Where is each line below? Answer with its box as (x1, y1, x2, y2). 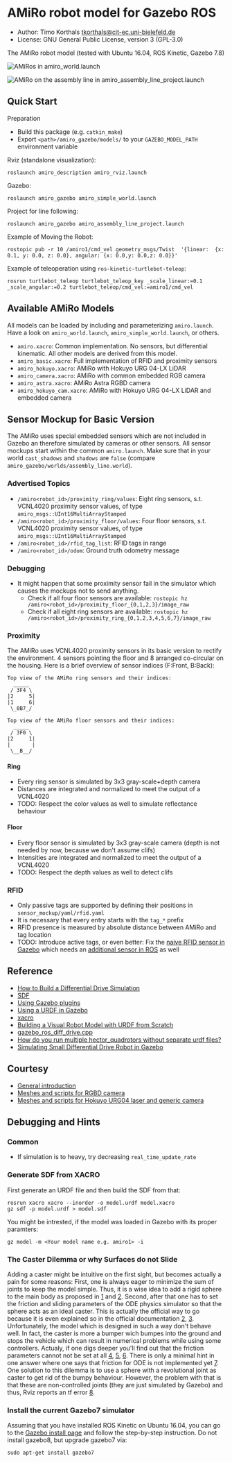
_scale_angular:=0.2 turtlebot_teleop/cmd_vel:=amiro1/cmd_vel (7, 283, 194, 291)
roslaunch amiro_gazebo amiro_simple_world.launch (7, 194, 157, 202)
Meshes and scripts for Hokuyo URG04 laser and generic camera (17, 1096, 204, 1104)
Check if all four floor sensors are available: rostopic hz (27, 593, 188, 602)
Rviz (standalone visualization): (7, 155, 96, 164)
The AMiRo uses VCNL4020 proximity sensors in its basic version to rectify (7, 647, 222, 655)
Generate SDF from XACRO (7, 1170, 100, 1180)
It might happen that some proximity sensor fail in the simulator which (17, 579, 217, 587)
